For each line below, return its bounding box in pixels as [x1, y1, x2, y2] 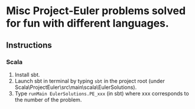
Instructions [6, 40, 52, 50]
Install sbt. [14, 71, 40, 78]
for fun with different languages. [6, 16, 170, 30]
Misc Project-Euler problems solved [6, 4, 186, 18]
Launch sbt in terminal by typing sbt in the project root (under [14, 77, 165, 84]
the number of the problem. [14, 96, 82, 103]
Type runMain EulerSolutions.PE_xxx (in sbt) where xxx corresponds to [14, 90, 189, 97]
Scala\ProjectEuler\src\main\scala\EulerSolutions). [14, 84, 137, 91]
